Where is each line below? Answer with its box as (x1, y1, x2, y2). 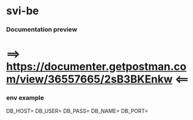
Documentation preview (6, 26, 77, 34)
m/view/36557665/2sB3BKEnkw (6, 72, 173, 86)
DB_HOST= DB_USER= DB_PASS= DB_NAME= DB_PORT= (6, 107, 149, 114)
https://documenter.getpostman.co (6, 60, 186, 74)
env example (6, 94, 45, 102)
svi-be (6, 4, 39, 18)
